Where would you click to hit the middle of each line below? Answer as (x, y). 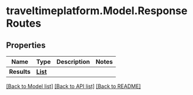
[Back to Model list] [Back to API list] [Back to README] (74, 86)
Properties (26, 45)
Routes (24, 23)
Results (20, 72)
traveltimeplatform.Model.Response (97, 11)
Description (73, 62)
